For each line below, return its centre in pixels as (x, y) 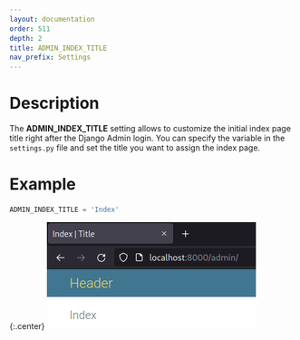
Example (43, 185)
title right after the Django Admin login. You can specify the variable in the (147, 138)
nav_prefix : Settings (50, 58)
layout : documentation (52, 19)
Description (54, 103)
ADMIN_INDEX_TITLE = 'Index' (64, 209)
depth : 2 (26, 38)
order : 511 (30, 29)
